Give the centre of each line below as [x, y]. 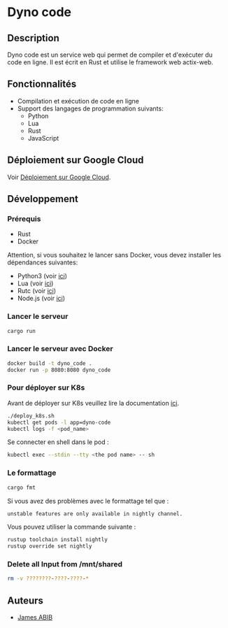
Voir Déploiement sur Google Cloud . [59, 177]
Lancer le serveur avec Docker [60, 349]
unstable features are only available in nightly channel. [95, 514]
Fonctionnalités [42, 84]
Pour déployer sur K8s [46, 387]
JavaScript [43, 138]
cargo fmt [22, 487]
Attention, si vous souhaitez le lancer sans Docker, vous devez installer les [114, 255]
